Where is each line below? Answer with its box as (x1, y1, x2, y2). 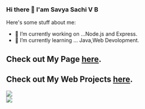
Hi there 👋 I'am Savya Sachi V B (6, 5, 99, 14)
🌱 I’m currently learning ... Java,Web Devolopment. (14, 37, 140, 44)
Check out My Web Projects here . (6, 74, 133, 85)
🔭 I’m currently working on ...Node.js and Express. (14, 30, 138, 38)
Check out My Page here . (6, 54, 102, 64)
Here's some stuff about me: (6, 19, 76, 26)
